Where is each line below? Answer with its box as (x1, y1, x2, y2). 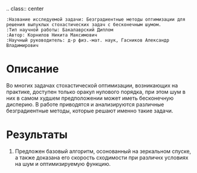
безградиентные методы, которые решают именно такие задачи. (6, 107, 174, 114)
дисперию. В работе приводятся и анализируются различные (6, 100, 164, 108)
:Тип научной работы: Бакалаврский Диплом (6, 27, 113, 33)
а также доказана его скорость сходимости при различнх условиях (14, 154, 189, 161)
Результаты (6, 128, 68, 141)
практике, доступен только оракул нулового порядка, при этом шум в (6, 88, 186, 95)
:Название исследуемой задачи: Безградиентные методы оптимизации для (6, 17, 186, 23)
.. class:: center (6, 5, 44, 12)
